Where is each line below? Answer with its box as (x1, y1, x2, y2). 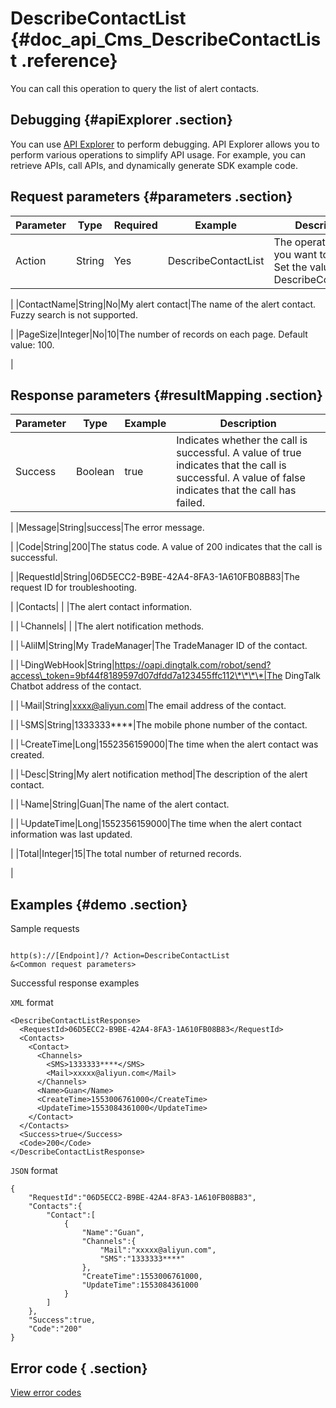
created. (10, 749, 45, 761)
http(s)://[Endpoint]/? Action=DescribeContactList (10, 951, 230, 961)
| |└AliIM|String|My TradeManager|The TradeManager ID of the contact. (10, 640, 308, 652)
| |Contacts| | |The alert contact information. (10, 601, 192, 613)
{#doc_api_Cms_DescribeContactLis (10, 28, 322, 51)
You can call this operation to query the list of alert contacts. (10, 82, 260, 94)
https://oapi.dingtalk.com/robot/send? (114, 659, 272, 671)
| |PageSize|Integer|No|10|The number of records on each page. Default (10, 328, 308, 340)
